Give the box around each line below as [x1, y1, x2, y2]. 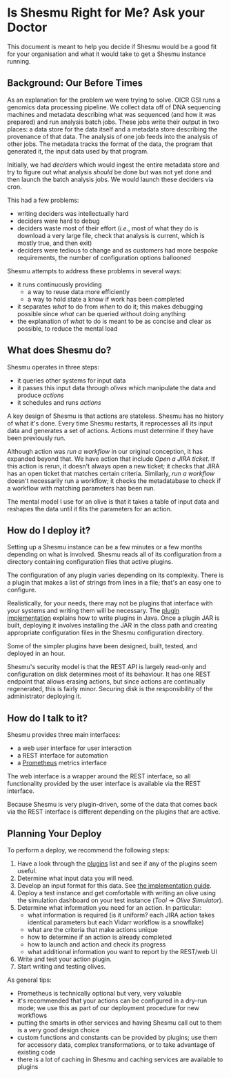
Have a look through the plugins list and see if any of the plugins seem [17, 859, 217, 868]
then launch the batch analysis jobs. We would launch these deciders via [7, 175, 214, 183]
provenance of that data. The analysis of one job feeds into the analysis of [7, 132, 219, 140]
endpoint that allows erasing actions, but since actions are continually [7, 677, 205, 686]
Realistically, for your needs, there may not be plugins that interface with [7, 599, 213, 607]
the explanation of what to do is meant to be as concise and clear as [17, 317, 212, 325]
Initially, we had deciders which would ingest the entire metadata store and [7, 161, 220, 169]
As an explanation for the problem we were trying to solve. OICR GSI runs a [7, 95, 221, 104]
